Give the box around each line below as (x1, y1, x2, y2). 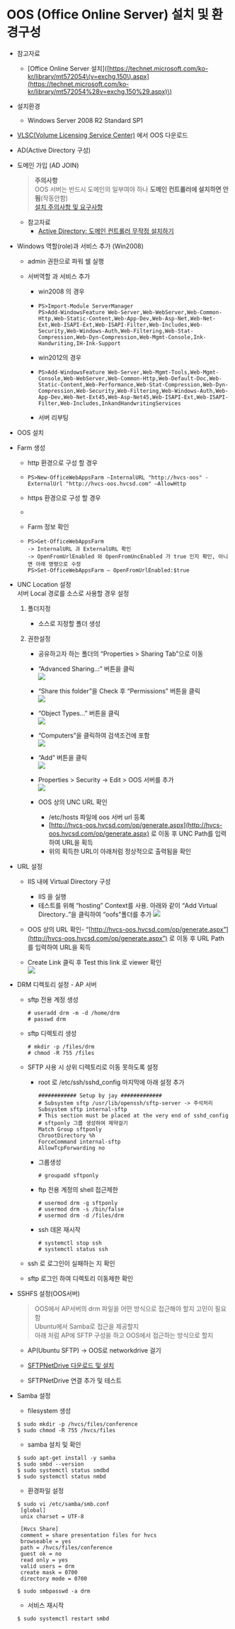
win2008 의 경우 (38, 287, 85, 296)
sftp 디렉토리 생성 (27, 1029, 77, 1037)
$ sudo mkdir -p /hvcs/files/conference (16, 1420, 138, 1428)
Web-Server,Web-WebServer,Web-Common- (108, 308, 222, 316)
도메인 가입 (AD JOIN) (16, 161, 79, 169)
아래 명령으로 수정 (35, 561, 81, 568)
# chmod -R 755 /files (27, 1049, 95, 1056)
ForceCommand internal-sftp (38, 1138, 121, 1145)
